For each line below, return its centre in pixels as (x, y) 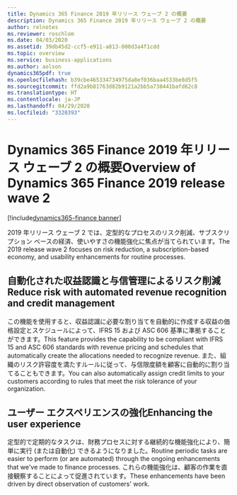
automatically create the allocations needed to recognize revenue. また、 (114, 355)
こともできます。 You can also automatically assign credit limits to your (122, 373)
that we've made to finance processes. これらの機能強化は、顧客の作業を (114, 467)
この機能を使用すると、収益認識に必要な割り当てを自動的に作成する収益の (116, 321)
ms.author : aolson (34, 67)
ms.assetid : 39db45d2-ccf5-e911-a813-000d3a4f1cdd (83, 47)
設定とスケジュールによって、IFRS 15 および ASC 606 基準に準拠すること (120, 330)
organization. (27, 388)
